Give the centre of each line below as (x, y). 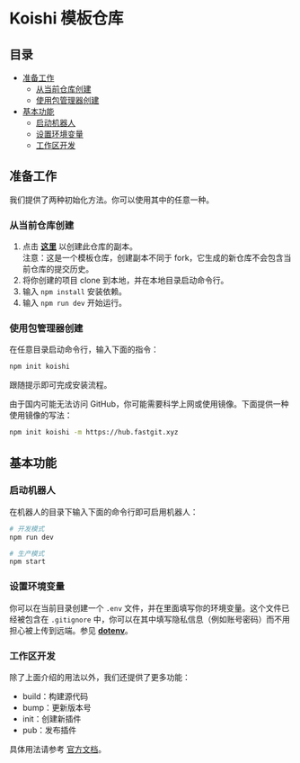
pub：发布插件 (49, 730)
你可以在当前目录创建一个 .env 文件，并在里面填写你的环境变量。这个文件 (146, 607)
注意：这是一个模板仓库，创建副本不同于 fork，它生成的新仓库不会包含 (153, 258)
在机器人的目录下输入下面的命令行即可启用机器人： (104, 512)
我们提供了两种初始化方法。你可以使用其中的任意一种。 (111, 200)
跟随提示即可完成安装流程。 (61, 385)
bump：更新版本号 (57, 707)
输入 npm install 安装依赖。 (75, 292)
